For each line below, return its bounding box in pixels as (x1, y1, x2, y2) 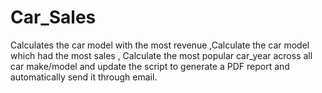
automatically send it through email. (10, 71, 158, 83)
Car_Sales (10, 6, 97, 29)
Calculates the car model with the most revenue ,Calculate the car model (10, 39, 310, 51)
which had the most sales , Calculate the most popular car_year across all (10, 49, 313, 61)
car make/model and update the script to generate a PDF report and (10, 60, 290, 72)
